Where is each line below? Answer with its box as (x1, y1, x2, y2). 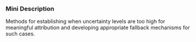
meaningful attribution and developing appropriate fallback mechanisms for (5, 24, 191, 31)
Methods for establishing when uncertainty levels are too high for (5, 18, 166, 25)
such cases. (5, 30, 35, 37)
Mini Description (5, 5, 55, 13)
